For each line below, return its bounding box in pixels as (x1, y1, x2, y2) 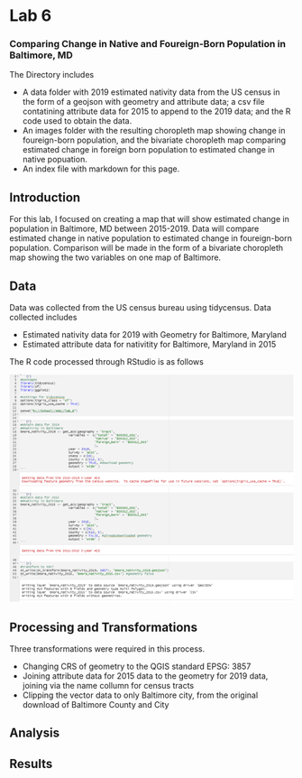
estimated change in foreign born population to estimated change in (22, 144, 275, 155)
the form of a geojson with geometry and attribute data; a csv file (22, 97, 265, 107)
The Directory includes (9, 69, 95, 80)
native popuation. (22, 154, 87, 165)
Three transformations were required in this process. (9, 643, 206, 654)
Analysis (9, 726, 60, 741)
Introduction (9, 190, 81, 205)
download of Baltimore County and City (22, 699, 169, 709)
